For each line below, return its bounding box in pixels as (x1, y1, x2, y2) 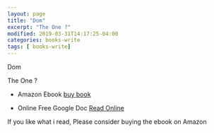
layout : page (7, 10, 46, 18)
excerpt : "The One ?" (7, 23, 71, 30)
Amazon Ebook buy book (17, 90, 91, 98)
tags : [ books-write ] (7, 43, 71, 50)
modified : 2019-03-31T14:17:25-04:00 (7, 30, 119, 37)
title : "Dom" (7, 17, 46, 24)
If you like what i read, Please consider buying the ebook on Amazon (7, 117, 207, 126)
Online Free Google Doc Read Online (17, 104, 125, 112)
